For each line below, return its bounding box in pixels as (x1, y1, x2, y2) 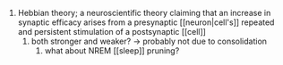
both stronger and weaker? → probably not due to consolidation (30, 36, 267, 46)
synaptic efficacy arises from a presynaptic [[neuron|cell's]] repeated (17, 17, 275, 28)
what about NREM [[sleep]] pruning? (44, 45, 180, 56)
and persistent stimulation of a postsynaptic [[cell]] (17, 27, 206, 37)
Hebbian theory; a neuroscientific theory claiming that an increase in (17, 8, 271, 18)
